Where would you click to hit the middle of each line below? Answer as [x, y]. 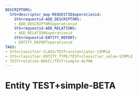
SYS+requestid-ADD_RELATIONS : [46, 28]
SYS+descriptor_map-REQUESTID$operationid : [55, 14]
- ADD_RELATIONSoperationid [43, 33]
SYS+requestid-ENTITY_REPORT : [46, 38]
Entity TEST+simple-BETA [60, 86]
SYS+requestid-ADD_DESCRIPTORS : [48, 19]
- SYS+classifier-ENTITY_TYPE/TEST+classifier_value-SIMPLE [69, 56]
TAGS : [11, 47]
